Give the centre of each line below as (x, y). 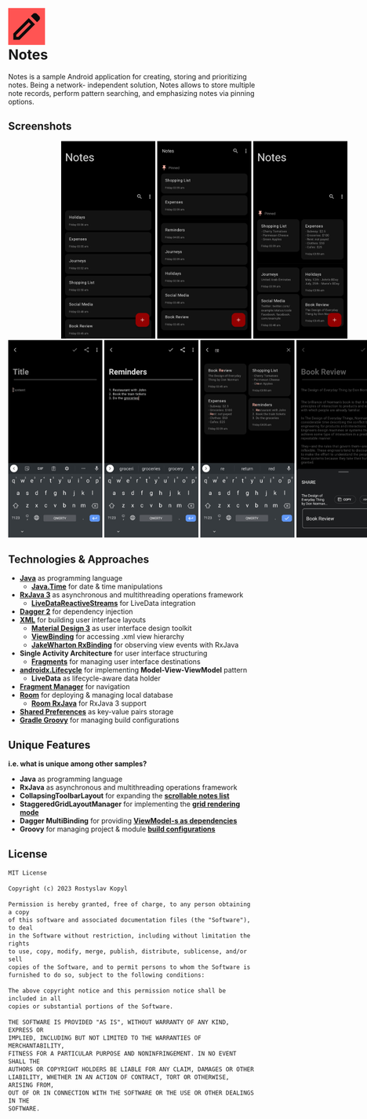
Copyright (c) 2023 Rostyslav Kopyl (68, 889)
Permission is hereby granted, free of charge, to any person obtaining (129, 904)
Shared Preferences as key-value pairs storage (96, 712)
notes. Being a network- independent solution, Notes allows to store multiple (132, 85)
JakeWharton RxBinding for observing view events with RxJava (135, 645)
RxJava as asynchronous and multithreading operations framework (128, 787)
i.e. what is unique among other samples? (78, 764)
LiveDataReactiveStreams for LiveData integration (113, 604)
